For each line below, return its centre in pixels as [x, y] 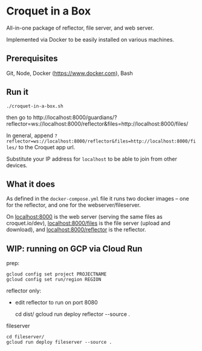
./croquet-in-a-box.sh [35, 106]
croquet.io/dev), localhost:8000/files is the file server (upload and [88, 223]
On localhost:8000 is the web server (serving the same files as [84, 217]
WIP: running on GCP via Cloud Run [74, 249]
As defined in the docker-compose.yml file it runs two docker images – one [98, 199]
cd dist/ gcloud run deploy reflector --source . [72, 314]
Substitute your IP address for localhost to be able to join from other [92, 159]
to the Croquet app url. [47, 147]
